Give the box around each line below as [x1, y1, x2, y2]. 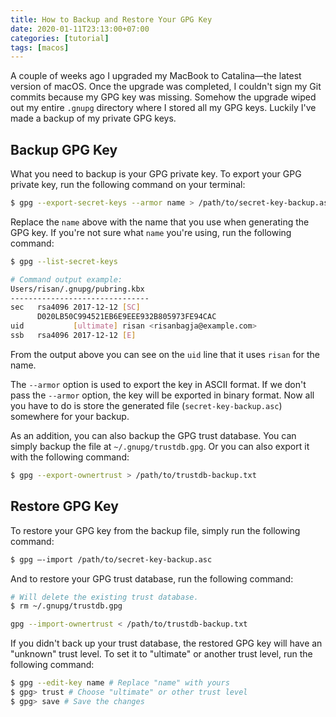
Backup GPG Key [10, 141, 118, 158]
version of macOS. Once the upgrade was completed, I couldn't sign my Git [10, 81, 322, 93]
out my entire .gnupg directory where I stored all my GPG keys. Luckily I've [10, 102, 317, 114]
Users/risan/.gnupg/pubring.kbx [10, 284, 145, 294]
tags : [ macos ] [10, 42, 70, 53]
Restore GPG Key [10, 498, 119, 515]
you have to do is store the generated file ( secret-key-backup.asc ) [10, 399, 283, 411]
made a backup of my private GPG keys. [10, 112, 177, 125]
